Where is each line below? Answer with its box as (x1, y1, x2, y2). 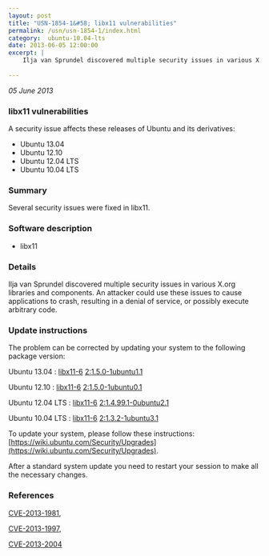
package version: (8, 351, 66, 361)
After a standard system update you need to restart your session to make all (8, 462, 259, 471)
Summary (8, 185, 48, 196)
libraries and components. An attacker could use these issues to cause (8, 287, 243, 297)
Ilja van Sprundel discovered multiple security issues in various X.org (8, 279, 236, 289)
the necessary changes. (8, 470, 88, 480)
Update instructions (8, 325, 88, 336)
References (8, 490, 54, 501)
